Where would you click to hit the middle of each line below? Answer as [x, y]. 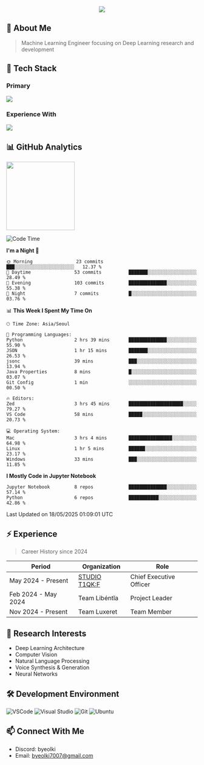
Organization [101, 567]
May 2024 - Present [39, 581]
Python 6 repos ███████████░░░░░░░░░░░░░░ [102, 497]
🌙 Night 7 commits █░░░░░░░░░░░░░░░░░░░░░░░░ [102, 293]
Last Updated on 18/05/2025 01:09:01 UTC [60, 514]
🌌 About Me [29, 28]
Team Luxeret [97, 612]
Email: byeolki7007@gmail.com [54, 755]
